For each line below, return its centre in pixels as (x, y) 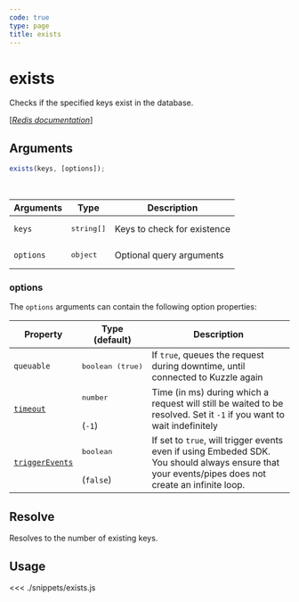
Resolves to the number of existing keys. (84, 538)
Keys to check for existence (173, 228)
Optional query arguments (169, 255)
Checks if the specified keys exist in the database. (101, 103)
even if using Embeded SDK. (211, 451)
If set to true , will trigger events (217, 441)
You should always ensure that (216, 463)
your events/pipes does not (209, 474)
